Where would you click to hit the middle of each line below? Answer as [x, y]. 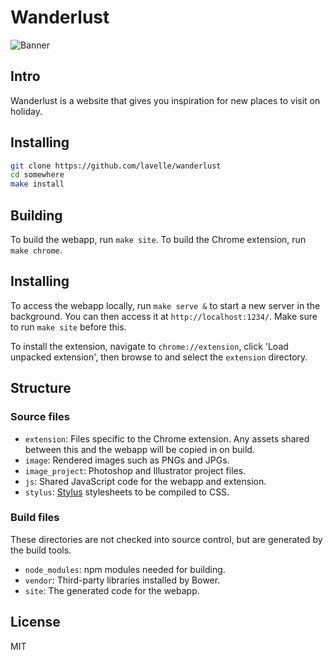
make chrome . [36, 250]
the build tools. [41, 550]
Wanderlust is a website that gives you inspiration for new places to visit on [165, 100]
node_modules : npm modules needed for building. [125, 569]
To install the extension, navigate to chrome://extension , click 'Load [149, 346]
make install [37, 184]
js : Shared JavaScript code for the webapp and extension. [145, 481]
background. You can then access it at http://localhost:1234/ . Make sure [164, 316]
